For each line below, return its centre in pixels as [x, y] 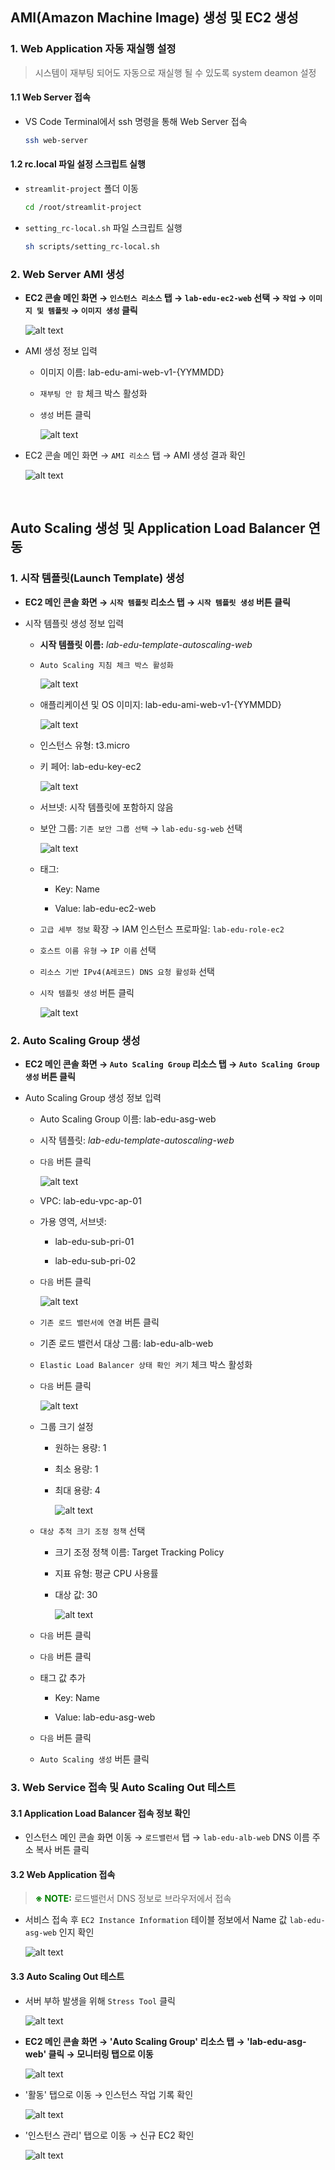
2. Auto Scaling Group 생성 [75, 1040]
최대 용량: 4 [77, 1490]
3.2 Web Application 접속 [63, 1874]
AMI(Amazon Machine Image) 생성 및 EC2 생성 [154, 18]
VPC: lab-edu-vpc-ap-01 [90, 1201]
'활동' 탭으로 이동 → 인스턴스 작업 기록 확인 [109, 2094]
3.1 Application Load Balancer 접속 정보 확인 [100, 1813]
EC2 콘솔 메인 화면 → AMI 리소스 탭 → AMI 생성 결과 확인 [135, 455]
